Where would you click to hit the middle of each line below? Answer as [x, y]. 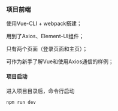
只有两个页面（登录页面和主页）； [47, 49]
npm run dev [21, 102]
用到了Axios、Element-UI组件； [46, 36]
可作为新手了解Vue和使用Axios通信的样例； [60, 61]
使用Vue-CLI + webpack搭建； [44, 24]
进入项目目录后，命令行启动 [40, 91]
